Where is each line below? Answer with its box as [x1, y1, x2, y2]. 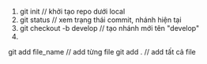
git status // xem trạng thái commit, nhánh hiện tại [19, 15, 182, 24]
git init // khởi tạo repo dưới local [19, 7, 126, 16]
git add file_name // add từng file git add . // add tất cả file [8, 47, 196, 56]
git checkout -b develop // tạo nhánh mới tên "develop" [19, 24, 200, 32]
